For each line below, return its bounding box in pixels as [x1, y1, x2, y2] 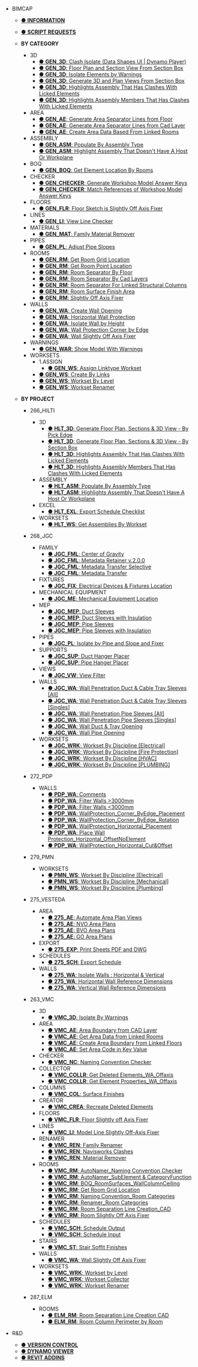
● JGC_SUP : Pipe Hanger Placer [47, 659, 129, 666]
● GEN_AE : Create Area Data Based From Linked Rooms [38, 129, 179, 135]
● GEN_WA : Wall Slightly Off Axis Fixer [38, 333, 136, 339]
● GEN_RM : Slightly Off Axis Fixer [38, 294, 124, 301]
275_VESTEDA [29, 896, 66, 903]
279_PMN [29, 853, 54, 860]
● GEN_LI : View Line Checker [38, 218, 113, 225]
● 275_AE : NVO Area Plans [47, 921, 116, 927]
